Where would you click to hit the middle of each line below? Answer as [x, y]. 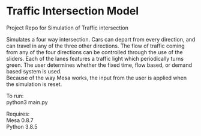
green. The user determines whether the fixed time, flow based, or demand [99, 65]
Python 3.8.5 [22, 126]
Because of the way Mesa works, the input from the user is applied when [97, 78]
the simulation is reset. [34, 84]
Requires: [18, 114]
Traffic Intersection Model [73, 11]
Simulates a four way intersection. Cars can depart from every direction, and [101, 39]
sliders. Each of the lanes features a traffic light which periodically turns [95, 58]
